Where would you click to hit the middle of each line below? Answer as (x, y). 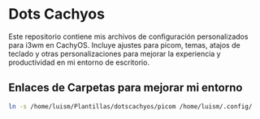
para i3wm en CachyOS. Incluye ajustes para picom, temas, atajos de (125, 45)
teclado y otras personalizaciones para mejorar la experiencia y (115, 53)
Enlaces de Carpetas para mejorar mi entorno (126, 88)
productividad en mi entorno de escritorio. (79, 62)
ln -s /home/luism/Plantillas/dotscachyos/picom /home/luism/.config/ (130, 106)
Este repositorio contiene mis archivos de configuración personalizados (128, 36)
